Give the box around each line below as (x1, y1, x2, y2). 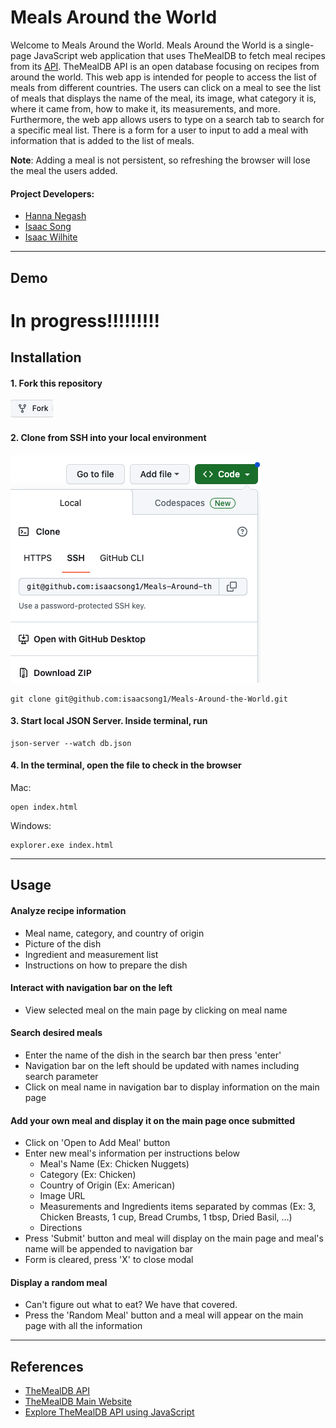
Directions (39, 1222, 83, 1234)
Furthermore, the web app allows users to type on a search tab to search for (10, 113, 325, 125)
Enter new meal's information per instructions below (24, 1147, 241, 1160)
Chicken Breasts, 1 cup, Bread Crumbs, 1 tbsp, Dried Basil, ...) (39, 1211, 293, 1223)
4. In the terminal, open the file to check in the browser (10, 759, 242, 771)
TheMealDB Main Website (24, 1396, 132, 1408)
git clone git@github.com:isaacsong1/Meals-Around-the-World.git (10, 694, 288, 704)
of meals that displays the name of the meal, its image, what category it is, (10, 92, 317, 104)
